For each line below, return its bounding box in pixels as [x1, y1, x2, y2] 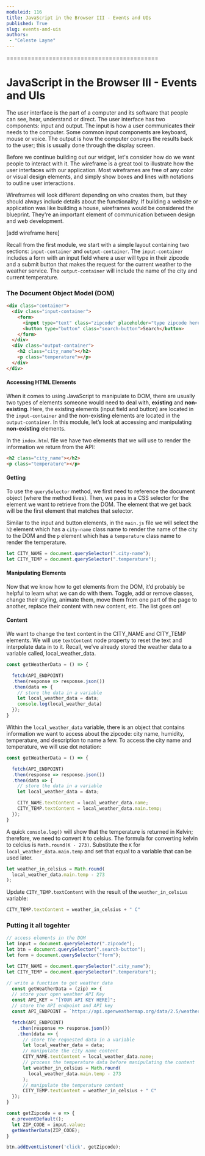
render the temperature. [6, 538, 67, 546]
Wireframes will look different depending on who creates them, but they [6, 191, 187, 198]
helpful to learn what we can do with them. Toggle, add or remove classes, [6, 589, 194, 597]
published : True [6, 20, 48, 26]
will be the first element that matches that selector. [6, 507, 134, 515]
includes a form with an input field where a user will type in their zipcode [6, 254, 189, 261]
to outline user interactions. [6, 179, 75, 187]
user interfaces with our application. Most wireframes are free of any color [6, 166, 194, 173]
